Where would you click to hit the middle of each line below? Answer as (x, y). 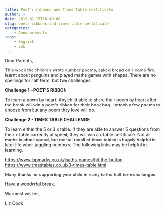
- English (24, 42)
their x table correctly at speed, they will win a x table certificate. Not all (78, 134)
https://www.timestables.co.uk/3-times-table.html (56, 165)
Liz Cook (14, 203)
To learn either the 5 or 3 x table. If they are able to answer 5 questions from (82, 129)
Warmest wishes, (23, 193)
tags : (11, 37)
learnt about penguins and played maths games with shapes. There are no (81, 75)
